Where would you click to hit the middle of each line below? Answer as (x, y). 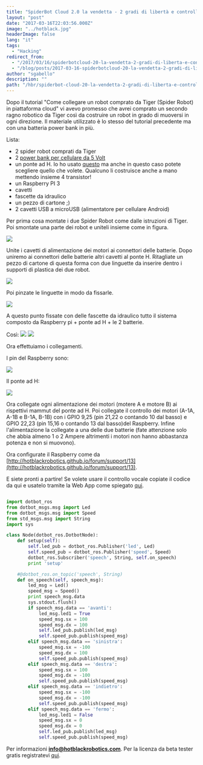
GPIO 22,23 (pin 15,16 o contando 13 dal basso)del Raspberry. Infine (91, 423)
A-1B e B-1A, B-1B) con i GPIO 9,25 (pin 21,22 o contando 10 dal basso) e (97, 417)
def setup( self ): (39, 541)
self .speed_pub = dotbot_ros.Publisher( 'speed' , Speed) (100, 552)
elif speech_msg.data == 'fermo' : (71, 709)
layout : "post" (25, 18)
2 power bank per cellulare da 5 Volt (60, 158)
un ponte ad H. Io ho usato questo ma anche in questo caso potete (98, 164)
